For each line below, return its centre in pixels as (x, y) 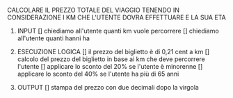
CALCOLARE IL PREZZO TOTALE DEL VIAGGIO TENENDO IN (93, 10)
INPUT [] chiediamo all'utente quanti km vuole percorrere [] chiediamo (118, 31)
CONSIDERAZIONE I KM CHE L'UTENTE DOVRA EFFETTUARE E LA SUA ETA (116, 17)
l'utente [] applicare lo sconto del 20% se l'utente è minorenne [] (110, 66)
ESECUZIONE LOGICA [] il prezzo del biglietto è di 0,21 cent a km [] (113, 52)
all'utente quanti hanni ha (54, 38)
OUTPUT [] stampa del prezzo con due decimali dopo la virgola (108, 87)
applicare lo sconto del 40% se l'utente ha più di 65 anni (98, 74)
